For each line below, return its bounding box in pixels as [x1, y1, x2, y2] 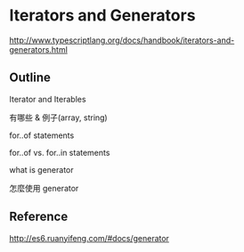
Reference [9, 209, 69, 224]
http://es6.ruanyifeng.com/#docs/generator [9, 232, 169, 243]
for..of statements [9, 130, 75, 141]
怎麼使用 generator [9, 183, 79, 193]
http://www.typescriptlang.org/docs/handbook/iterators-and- [9, 35, 235, 45]
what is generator [9, 164, 74, 175]
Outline [9, 70, 51, 85]
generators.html [9, 44, 69, 54]
